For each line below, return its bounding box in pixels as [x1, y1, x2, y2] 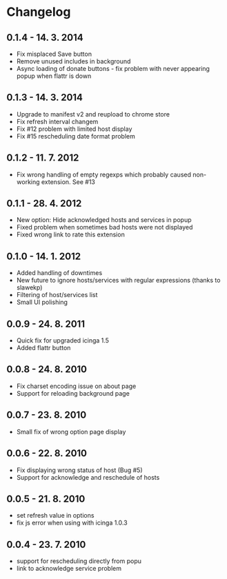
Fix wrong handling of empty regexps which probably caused [16, 170, 191, 179]
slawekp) [16, 283, 43, 292]
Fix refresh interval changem [16, 117, 99, 125]
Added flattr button [16, 344, 71, 352]
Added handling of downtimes [16, 269, 103, 277]
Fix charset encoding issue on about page [16, 382, 137, 390]
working [16, 177, 40, 186]
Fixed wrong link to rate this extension [16, 230, 125, 238]
